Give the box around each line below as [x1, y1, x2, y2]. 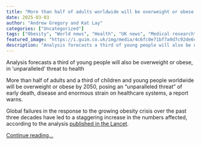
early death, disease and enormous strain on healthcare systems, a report [6, 89, 188, 96]
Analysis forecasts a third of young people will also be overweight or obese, [6, 58, 193, 66]
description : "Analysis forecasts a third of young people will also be [6, 43, 191, 49]
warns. [6, 95, 23, 102]
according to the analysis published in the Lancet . [6, 120, 129, 127]
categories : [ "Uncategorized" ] [6, 25, 84, 32]
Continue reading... [6, 131, 54, 138]
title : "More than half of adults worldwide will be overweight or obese [6, 8, 194, 15]
